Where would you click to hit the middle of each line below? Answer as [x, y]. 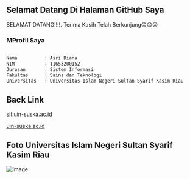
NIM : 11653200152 [43, 64]
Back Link [25, 100]
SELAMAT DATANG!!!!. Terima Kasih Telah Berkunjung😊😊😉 [82, 24]
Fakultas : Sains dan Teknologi [54, 75]
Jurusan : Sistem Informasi [50, 69]
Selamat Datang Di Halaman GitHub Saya [85, 10]
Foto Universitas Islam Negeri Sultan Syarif [90, 145]
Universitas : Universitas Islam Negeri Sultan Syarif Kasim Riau [95, 81]
